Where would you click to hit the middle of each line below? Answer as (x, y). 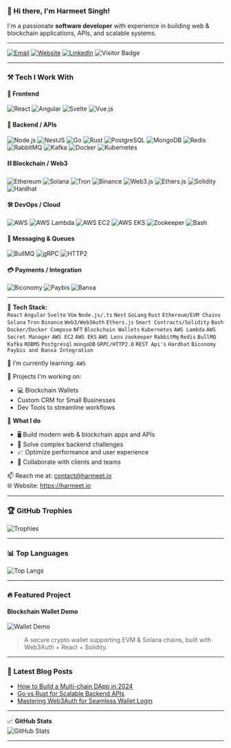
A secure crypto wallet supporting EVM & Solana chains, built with (118, 640)
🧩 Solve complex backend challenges (70, 444)
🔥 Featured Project (39, 595)
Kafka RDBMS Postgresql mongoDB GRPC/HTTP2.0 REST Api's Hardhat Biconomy (112, 344)
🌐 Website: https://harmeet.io (49, 486)
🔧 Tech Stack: (27, 307)
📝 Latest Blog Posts (40, 672)
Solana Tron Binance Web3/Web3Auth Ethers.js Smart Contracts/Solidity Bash (115, 322)
